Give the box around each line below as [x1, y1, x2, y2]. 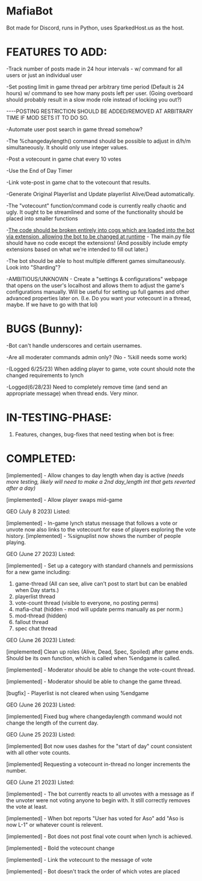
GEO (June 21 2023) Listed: [6, 778, 75, 786]
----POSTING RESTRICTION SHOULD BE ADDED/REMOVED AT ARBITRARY [6, 107, 194, 115]
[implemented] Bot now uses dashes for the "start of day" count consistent [6, 742, 192, 750]
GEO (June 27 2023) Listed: [6, 550, 76, 557]
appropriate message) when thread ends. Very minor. [6, 389, 139, 397]
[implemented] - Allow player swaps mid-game [6, 496, 123, 503]
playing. [6, 539, 26, 546]
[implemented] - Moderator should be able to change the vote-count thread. [6, 666, 195, 673]
